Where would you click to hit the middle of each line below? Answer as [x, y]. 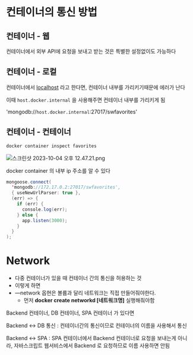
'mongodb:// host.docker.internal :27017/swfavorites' [72, 112]
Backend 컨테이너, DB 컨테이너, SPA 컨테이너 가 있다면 [70, 313]
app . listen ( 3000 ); [45, 220]
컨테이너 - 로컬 [31, 72]
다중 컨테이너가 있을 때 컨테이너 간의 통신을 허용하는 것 [78, 278]
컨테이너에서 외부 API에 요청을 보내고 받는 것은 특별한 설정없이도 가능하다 [91, 51]
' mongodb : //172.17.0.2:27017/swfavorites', [66, 188]
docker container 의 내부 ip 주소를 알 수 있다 [58, 170]
